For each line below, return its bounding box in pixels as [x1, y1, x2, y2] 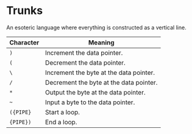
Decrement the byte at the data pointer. [44, 78, 158, 86]
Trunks [6, 4, 43, 18]
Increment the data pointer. [44, 48, 123, 57]
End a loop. [44, 118, 77, 126]
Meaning [88, 38, 115, 46]
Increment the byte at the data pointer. [44, 68, 155, 77]
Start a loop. [44, 108, 80, 116]
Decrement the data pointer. [44, 58, 126, 67]
